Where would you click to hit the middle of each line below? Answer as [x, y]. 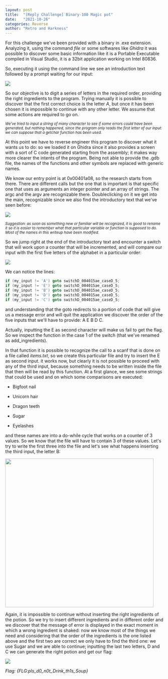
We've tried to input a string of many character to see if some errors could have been [79, 124]
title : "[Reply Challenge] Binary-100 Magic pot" [59, 15]
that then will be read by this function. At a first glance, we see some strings [84, 371]
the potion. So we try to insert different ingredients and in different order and [84, 620]
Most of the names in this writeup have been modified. [52, 233]
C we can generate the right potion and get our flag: [59, 651]
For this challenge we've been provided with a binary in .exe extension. [78, 43]
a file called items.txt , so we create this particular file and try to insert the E [83, 356]
